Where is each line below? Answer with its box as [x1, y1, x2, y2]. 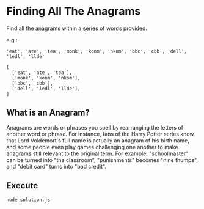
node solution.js [6, 197, 51, 203]
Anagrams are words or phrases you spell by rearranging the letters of [6, 123, 183, 131]
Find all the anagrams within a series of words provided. [6, 24, 148, 32]
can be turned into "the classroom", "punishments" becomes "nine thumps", [6, 156, 199, 163]
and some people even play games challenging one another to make [6, 143, 178, 150]
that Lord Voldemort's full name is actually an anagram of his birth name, [6, 136, 189, 144]
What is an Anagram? [6, 108, 90, 118]
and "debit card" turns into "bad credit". [6, 163, 107, 170]
